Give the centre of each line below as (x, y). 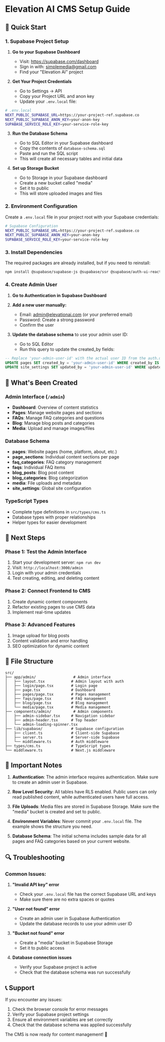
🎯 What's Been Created (41, 383)
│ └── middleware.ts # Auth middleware (57, 741)
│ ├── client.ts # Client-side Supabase (62, 733)
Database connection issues (42, 957)
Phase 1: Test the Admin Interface (46, 552)
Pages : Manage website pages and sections (57, 412)
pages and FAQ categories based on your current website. (71, 841)
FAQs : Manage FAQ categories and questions (58, 418)
